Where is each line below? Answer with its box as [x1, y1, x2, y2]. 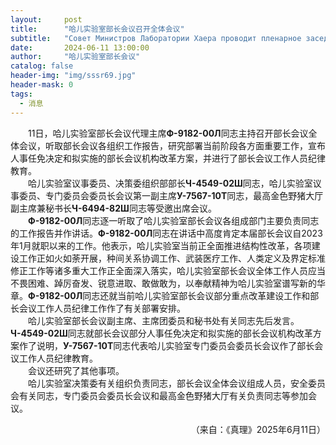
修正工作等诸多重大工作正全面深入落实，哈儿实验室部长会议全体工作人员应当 [10, 264, 326, 276]
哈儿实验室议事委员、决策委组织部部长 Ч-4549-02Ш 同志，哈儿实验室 [28, 177, 313, 189]
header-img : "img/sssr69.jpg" [10, 71, 137, 81]
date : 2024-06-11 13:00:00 [10, 42, 150, 53]
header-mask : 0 [10, 80, 74, 90]
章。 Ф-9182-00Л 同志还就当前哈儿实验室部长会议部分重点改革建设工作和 [10, 289, 311, 301]
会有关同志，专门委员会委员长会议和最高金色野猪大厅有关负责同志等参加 [10, 389, 308, 401]
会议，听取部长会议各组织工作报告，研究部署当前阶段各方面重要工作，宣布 [18, 139, 326, 151]
